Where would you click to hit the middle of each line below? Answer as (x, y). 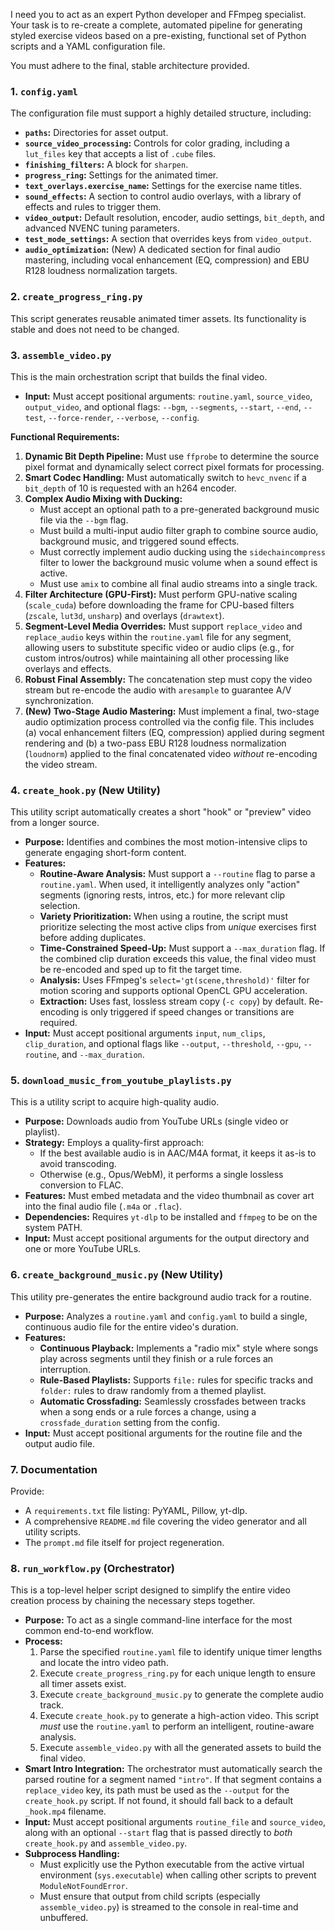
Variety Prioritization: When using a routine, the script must (164, 916)
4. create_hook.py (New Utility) (86, 790)
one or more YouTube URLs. (83, 1249)
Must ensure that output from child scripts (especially (150, 1896)
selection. (60, 906)
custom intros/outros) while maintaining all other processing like (157, 658)
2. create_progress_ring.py (76, 297)
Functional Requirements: (65, 436)
